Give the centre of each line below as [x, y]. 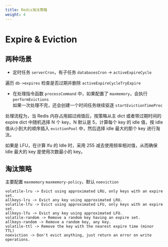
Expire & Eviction [41, 39]
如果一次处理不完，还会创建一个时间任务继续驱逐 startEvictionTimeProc [88, 105]
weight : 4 [16, 15]
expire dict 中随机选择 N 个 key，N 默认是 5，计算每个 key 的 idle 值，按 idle [84, 122]
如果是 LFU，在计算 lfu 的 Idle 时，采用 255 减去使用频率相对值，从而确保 [81, 145]
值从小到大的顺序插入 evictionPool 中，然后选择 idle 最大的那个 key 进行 [80, 128]
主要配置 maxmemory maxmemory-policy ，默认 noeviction [62, 182]
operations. [18, 240]
